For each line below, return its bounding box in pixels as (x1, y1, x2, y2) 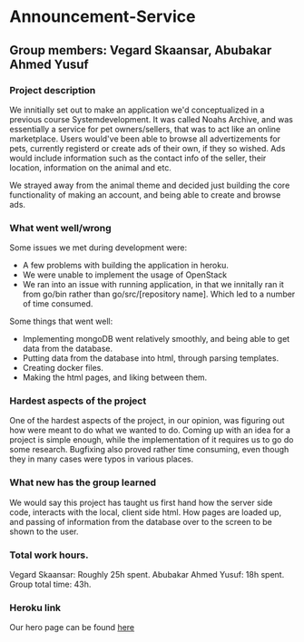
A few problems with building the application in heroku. (22, 260, 230, 271)
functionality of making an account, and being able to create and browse (9, 189, 281, 200)
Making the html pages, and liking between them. (22, 372, 208, 383)
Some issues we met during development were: (9, 242, 188, 253)
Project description (9, 83, 96, 96)
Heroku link (9, 601, 62, 614)
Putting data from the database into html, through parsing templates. (22, 353, 279, 364)
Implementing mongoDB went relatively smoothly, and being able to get (22, 334, 290, 345)
